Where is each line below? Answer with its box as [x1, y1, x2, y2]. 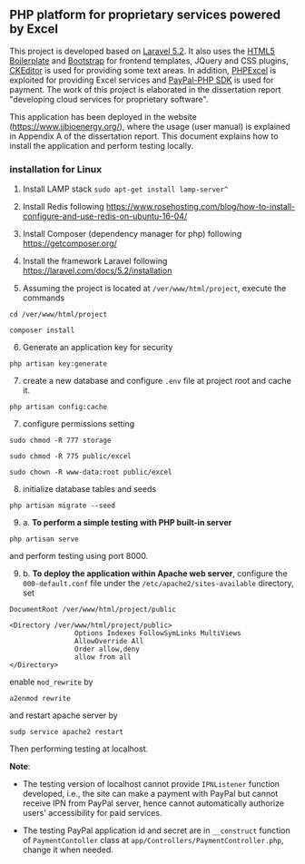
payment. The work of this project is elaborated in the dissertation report [9, 83, 281, 94]
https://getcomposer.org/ [22, 238, 118, 249]
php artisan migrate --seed [9, 501, 116, 511]
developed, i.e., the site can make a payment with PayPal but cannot [22, 789, 279, 800]
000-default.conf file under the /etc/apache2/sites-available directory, [22, 578, 294, 589]
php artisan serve [9, 535, 79, 544]
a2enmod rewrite [9, 694, 71, 703]
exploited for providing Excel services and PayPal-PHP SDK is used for [9, 74, 274, 85]
